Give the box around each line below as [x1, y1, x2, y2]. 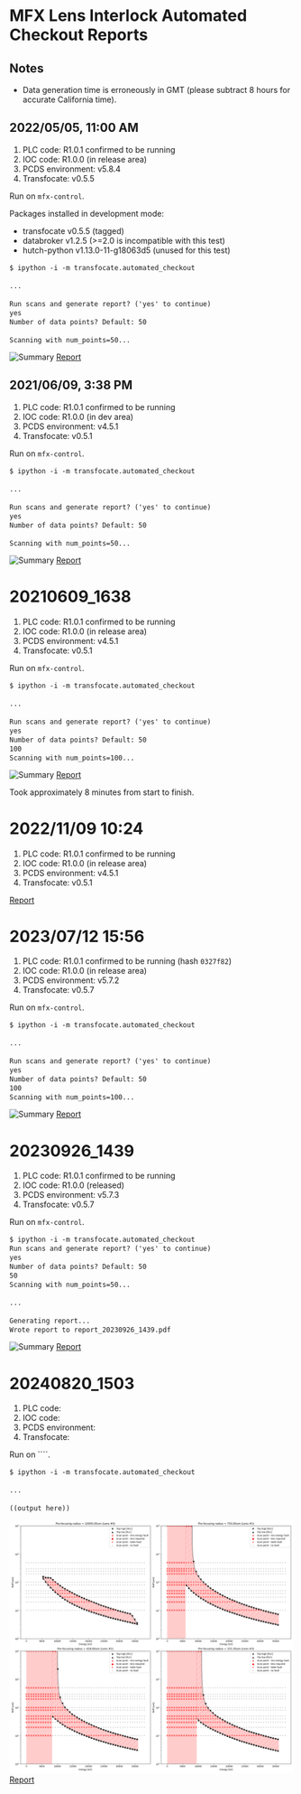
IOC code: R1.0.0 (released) [22, 1180, 124, 1191]
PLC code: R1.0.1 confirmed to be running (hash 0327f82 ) [22, 956, 233, 967]
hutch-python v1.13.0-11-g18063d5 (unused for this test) [22, 245, 232, 256]
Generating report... [9, 1316, 91, 1326]
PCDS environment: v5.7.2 [22, 975, 120, 986]
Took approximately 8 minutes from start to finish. [9, 787, 195, 798]
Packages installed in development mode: [9, 208, 165, 219]
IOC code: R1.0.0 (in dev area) [22, 411, 133, 422]
